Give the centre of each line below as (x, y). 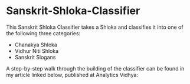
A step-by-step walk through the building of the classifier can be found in (95, 68)
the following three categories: (43, 33)
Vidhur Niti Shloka (37, 51)
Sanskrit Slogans (35, 57)
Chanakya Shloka (36, 45)
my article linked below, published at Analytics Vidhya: (72, 75)
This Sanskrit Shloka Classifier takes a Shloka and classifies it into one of (95, 27)
